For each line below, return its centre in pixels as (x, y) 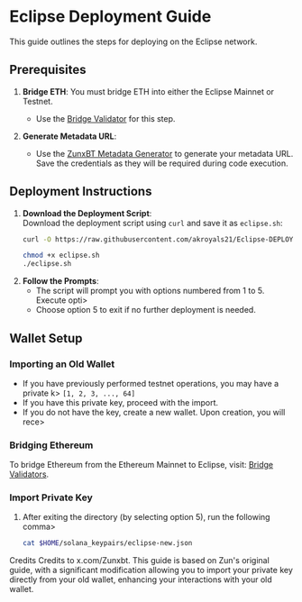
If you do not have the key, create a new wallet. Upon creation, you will (154, 412)
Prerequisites (48, 70)
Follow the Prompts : (60, 281)
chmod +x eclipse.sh (61, 255)
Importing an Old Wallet (62, 364)
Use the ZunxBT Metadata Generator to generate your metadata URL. (165, 153)
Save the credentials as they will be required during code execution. (162, 163)
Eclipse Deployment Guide (110, 17)
